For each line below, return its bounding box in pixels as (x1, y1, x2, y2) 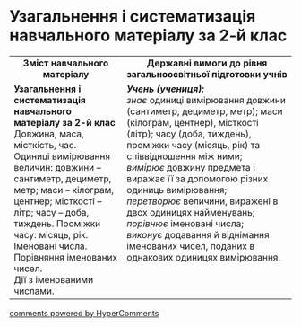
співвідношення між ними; (126, 150, 243, 163)
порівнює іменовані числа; (126, 217, 245, 230)
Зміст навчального (22, 57, 109, 69)
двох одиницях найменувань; (126, 206, 255, 218)
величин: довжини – (13, 161, 101, 173)
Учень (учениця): (126, 83, 204, 95)
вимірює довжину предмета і (126, 161, 255, 173)
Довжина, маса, (13, 128, 85, 140)
